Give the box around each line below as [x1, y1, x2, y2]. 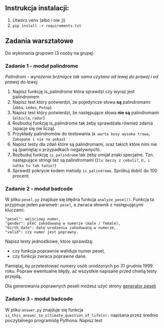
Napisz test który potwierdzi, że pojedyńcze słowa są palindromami [12, 99, 151, 105]
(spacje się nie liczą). [12, 125, 56, 131]
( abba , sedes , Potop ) [12, 104, 52, 110]
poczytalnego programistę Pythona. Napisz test [5, 317, 103, 323]
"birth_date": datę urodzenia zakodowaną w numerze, [5, 225, 116, 230]
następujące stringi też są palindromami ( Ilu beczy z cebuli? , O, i [12, 157, 150, 163]
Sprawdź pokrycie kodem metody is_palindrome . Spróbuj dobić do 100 [12, 167, 158, 173]
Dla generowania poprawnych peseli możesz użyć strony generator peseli [5, 283, 156, 289]
